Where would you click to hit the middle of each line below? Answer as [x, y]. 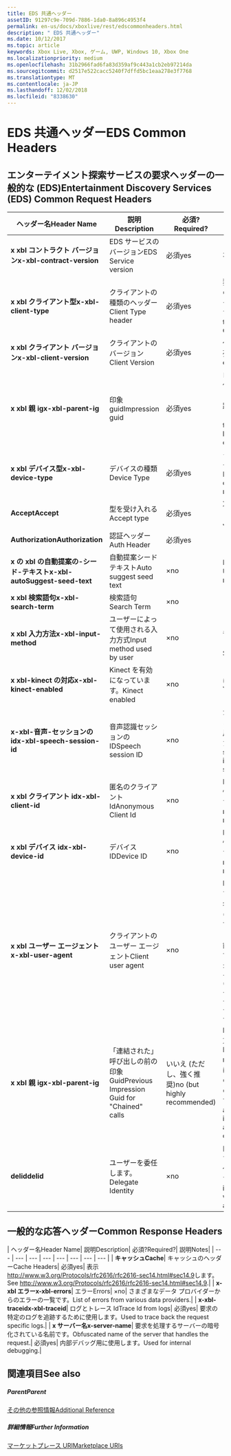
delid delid [27, 1176]
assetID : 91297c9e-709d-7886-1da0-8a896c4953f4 [77, 20]
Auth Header [130, 545]
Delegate [124, 1182]
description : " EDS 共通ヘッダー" [53, 33]
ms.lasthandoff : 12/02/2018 [47, 90]
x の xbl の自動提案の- [47, 561]
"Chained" [126, 1106]
